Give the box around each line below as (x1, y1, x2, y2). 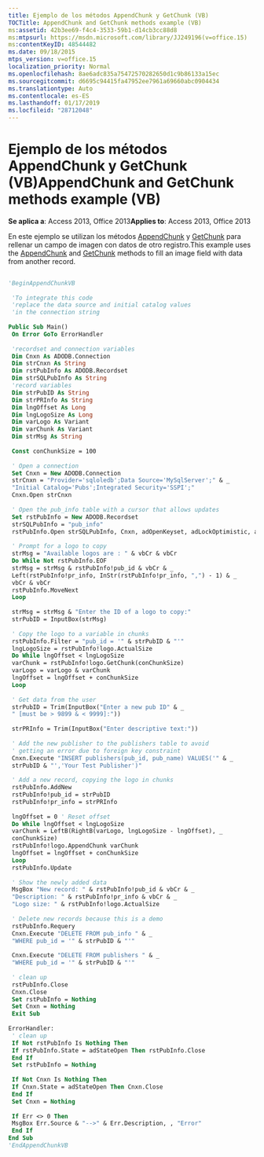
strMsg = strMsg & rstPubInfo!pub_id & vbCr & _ (11, 564, 174, 572)
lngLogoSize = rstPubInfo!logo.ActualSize (11, 645, 153, 652)
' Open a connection (11, 461, 79, 470)
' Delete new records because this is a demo (11, 915, 163, 923)
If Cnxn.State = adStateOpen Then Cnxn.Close (11, 1083, 163, 1091)
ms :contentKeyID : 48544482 (8, 41, 97, 49)
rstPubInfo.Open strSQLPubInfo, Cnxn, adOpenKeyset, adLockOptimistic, (11, 527, 251, 535)
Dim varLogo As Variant (11, 418, 90, 426)
